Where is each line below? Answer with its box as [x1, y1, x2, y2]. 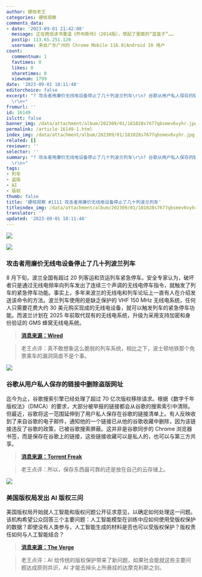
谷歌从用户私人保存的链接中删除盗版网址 [6, 380, 123, 389]
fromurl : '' [6, 103, 36, 110]
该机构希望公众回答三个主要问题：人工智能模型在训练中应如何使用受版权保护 [6, 516, 196, 523]
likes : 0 [11, 64, 34, 71]
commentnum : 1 [11, 54, 47, 60]
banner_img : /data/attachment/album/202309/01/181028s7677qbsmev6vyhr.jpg [6, 121, 198, 127]
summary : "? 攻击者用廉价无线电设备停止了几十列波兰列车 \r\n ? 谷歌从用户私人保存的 [6, 154, 194, 160]
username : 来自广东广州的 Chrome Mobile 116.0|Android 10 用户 [11, 43, 165, 49]
